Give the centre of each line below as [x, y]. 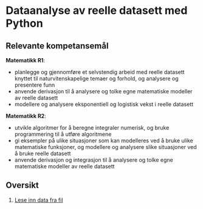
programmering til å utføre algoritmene [63, 134]
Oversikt [22, 185]
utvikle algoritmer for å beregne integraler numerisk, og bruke [92, 128]
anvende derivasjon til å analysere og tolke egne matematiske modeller [103, 91]
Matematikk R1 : [26, 60]
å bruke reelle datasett [43, 153]
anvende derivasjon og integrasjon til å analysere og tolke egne [94, 160]
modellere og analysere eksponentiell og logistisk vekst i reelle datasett [104, 104]
